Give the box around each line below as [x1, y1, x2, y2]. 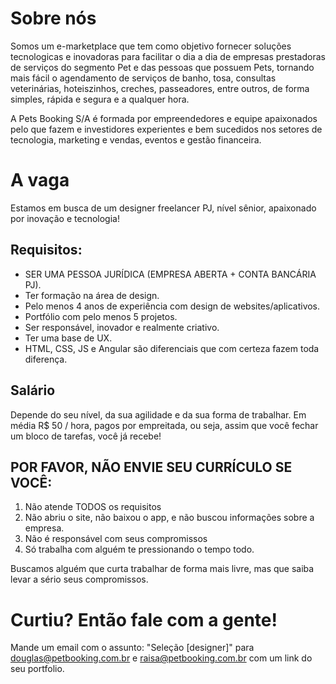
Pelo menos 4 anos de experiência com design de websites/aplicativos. [24, 300, 321, 312]
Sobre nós [10, 7, 97, 30]
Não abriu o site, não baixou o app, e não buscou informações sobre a [24, 512, 315, 524]
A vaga [10, 169, 70, 192]
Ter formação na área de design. [24, 289, 160, 301]
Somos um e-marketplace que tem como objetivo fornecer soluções [10, 40, 292, 52]
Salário [10, 382, 56, 399]
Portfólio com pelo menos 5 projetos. [24, 310, 178, 322]
